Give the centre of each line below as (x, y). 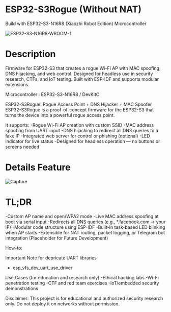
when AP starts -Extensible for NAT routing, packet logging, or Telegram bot (85, 232)
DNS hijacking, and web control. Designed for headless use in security (79, 74)
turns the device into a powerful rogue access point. (60, 115)
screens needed (22, 147)
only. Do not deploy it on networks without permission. (63, 304)
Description (31, 54)
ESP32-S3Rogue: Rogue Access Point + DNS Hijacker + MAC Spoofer (79, 104)
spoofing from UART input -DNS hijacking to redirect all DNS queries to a (82, 130)
